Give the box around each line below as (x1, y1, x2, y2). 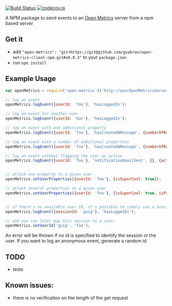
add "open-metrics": (12, 49, 57, 55)
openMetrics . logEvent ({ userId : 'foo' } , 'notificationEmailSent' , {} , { (5, 158, 161, 164)
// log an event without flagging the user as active (5, 153, 123, 158)
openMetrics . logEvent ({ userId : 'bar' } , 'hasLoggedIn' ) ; (5, 116, 127, 121)
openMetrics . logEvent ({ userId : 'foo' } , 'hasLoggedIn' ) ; (5, 102, 127, 107)
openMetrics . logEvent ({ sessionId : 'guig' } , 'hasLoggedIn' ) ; (5, 209, 137, 214)
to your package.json (82, 54, 127, 60)
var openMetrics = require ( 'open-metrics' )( (5, 88, 102, 93)
